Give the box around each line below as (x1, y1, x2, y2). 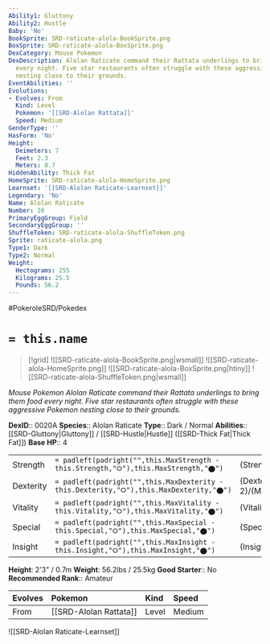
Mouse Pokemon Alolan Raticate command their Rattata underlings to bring (8, 388, 260, 398)
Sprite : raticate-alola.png (8, 237, 103, 245)
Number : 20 (8, 206, 45, 214)
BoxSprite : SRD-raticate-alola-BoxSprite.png (8, 42, 163, 50)
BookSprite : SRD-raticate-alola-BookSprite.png (8, 34, 171, 43)
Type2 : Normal (8, 251, 56, 259)
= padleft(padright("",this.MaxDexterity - (55, 477, 224, 486)
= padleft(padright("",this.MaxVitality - (55, 498, 219, 508)
